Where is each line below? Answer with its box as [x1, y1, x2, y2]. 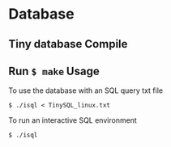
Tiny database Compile [8, 37, 128, 51]
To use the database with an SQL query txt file [8, 86, 164, 95]
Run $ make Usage [8, 64, 100, 78]
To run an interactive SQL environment [8, 115, 138, 125]
